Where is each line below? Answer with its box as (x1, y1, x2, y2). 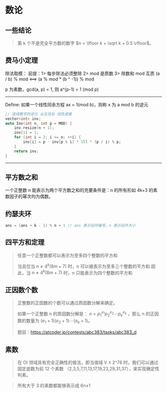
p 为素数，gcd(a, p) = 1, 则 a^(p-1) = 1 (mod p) (5, 86, 99, 92)
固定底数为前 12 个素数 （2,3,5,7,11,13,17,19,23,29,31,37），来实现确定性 (17, 366, 160, 372)
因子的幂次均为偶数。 (9, 193, 53, 200)
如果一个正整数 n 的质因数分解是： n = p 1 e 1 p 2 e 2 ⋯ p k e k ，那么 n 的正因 (17, 310, 159, 318)
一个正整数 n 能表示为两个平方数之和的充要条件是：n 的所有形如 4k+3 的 (5, 187, 154, 193)
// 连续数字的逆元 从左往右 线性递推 (5, 111, 72, 116)
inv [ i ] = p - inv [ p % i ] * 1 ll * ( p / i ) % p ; (23, 139, 121, 145)
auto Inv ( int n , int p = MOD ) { (5, 121, 72, 126)
